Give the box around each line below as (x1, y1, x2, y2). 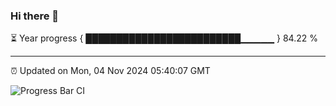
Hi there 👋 (10, 9, 60, 23)
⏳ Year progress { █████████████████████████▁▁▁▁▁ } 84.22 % (10, 32, 318, 44)
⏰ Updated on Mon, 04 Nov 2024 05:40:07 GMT (10, 65, 211, 77)
